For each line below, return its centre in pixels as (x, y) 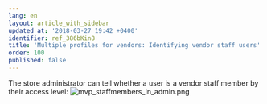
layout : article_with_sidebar (59, 23)
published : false (37, 61)
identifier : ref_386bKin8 (51, 38)
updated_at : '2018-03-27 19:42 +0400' (73, 30)
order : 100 (27, 53)
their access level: (38, 91)
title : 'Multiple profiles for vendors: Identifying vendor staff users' (135, 46)
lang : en (23, 16)
